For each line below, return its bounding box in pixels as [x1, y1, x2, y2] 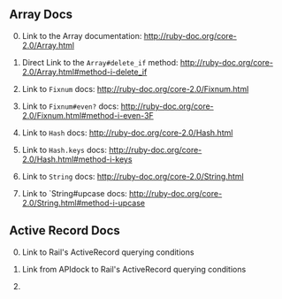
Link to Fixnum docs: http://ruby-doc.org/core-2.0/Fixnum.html [21, 83, 249, 94]
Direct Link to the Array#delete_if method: [21, 57, 179, 67]
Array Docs [9, 7, 73, 22]
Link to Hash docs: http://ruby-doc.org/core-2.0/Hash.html [21, 127, 233, 138]
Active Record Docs [9, 223, 121, 238]
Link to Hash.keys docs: [21, 144, 108, 155]
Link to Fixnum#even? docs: [21, 101, 119, 111]
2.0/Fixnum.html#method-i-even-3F [21, 110, 155, 120]
